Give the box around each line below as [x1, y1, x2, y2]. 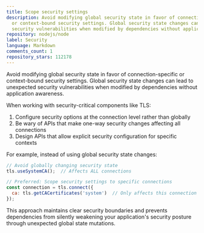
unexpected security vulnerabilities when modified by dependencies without [6, 83, 198, 91]
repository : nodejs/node [6, 31, 69, 38]
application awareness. [6, 90, 64, 97]
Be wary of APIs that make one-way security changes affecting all [15, 119, 181, 127]
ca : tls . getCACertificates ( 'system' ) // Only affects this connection [12, 190, 197, 197]
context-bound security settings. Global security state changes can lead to [6, 77, 194, 84]
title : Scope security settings [6, 8, 88, 15]
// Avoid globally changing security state [6, 162, 118, 168]
